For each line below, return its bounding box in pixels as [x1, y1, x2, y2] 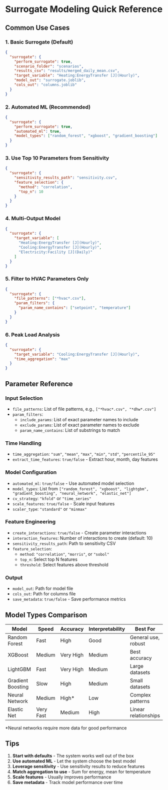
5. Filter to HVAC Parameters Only [5, 275, 89, 282]
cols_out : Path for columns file [12, 591, 76, 597]
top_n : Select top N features [19, 556, 77, 562]
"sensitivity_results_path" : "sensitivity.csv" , [14, 175, 117, 181]
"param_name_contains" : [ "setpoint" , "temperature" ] [18, 305, 131, 311]
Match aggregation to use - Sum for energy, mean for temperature [12, 768, 151, 774]
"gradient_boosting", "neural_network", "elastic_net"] [12, 491, 131, 496]
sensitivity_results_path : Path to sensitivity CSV [12, 540, 116, 546]
